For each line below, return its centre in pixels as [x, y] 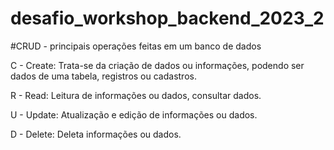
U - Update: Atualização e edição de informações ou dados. [134, 114]
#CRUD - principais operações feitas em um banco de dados [136, 46]
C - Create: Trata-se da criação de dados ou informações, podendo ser [157, 65]
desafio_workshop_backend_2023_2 [167, 18]
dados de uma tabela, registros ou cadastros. [103, 76]
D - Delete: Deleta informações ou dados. [96, 134]
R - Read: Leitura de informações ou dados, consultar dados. [136, 95]
